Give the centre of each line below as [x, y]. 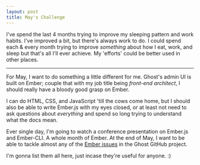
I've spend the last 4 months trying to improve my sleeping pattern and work [100, 34]
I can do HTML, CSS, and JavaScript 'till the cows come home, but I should [98, 101]
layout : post [22, 12]
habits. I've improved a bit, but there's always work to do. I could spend [94, 41]
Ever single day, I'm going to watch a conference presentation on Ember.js [97, 131]
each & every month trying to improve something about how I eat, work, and [99, 47]
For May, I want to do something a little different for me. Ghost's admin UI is [99, 77]
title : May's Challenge [36, 17]
